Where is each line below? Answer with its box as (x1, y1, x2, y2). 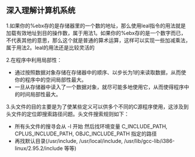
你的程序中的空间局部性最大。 (14, 76, 87, 83)
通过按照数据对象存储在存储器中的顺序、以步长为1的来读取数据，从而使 (14, 69, 186, 76)
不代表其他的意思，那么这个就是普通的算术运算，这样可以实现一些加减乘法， (6, 37, 191, 44)
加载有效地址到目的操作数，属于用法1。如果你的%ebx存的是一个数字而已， (6, 29, 186, 36)
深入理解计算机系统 (6, 5, 76, 16)
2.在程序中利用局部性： (6, 56, 63, 63)
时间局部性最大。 (19, 90, 61, 97)
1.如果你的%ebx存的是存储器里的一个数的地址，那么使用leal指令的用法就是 (6, 22, 186, 29)
